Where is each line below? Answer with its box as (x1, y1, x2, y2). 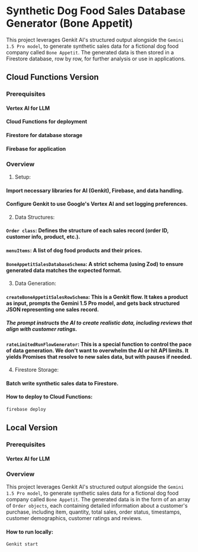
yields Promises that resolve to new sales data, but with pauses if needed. (6, 353, 192, 360)
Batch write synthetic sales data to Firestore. (6, 379, 119, 387)
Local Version (6, 423, 58, 433)
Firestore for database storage (6, 132, 83, 139)
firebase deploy (6, 407, 46, 413)
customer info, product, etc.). (6, 233, 80, 241)
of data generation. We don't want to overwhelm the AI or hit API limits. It (6, 347, 189, 354)
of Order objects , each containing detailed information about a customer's (6, 502, 188, 509)
